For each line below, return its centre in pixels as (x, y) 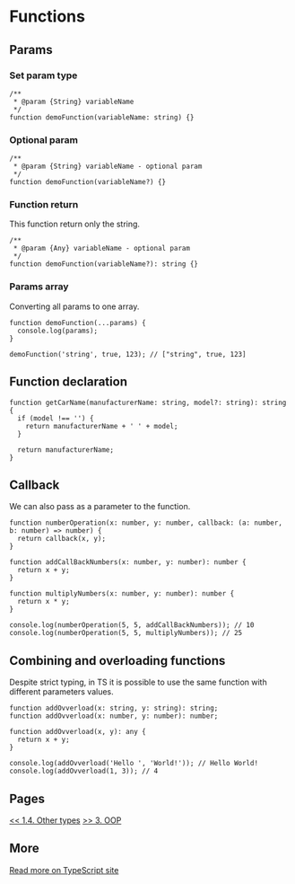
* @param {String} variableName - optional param (108, 167)
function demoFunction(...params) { (78, 323)
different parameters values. (61, 692)
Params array (39, 287)
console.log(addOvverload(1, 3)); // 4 (84, 771)
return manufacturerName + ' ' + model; (102, 426)
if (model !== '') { (56, 418)
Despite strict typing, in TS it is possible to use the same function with (138, 682)
